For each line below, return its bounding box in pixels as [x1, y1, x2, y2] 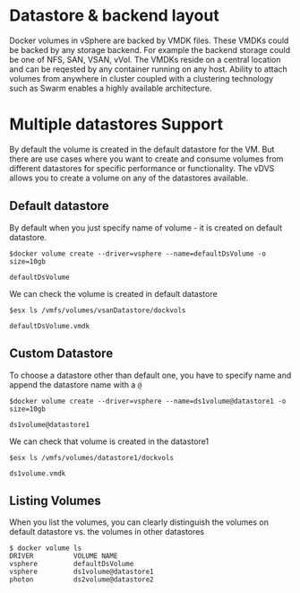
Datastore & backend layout [9, 5, 219, 26]
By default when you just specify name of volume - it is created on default [9, 222, 283, 233]
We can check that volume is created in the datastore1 [9, 436, 209, 447]
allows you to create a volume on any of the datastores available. [9, 172, 249, 183]
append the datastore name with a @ [9, 379, 142, 390]
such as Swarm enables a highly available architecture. [9, 83, 212, 93]
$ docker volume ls [9, 544, 82, 553]
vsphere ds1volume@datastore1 [9, 567, 154, 577]
